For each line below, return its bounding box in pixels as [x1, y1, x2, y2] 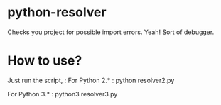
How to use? [7, 52, 82, 69]
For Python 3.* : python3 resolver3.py [7, 89, 118, 98]
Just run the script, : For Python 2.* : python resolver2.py [7, 76, 175, 84]
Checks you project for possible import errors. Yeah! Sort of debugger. [7, 28, 215, 36]
